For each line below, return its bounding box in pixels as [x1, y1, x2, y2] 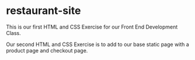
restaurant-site [6, 4, 81, 17]
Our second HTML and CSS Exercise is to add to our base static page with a [6, 41, 190, 48]
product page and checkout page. [6, 47, 88, 54]
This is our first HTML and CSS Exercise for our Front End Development [6, 23, 178, 30]
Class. [6, 29, 22, 36]
